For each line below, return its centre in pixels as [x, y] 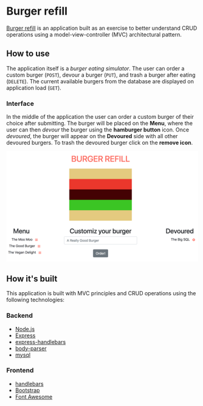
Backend [20, 316]
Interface [20, 103]
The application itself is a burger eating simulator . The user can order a [95, 68]
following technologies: [36, 300]
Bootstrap [27, 390]
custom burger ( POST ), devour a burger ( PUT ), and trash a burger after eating [101, 75]
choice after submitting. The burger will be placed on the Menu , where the [100, 124]
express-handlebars [40, 341]
